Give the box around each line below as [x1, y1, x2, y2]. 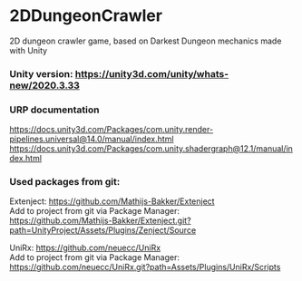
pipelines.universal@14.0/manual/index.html [9, 133, 174, 145]
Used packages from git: [9, 176, 121, 189]
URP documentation [9, 103, 100, 116]
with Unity [9, 44, 48, 55]
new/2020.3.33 [9, 79, 80, 92]
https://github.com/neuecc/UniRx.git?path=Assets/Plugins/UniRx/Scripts [9, 262, 281, 273]
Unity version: [9, 67, 73, 80]
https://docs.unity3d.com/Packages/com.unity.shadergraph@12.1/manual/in [9, 143, 293, 154]
